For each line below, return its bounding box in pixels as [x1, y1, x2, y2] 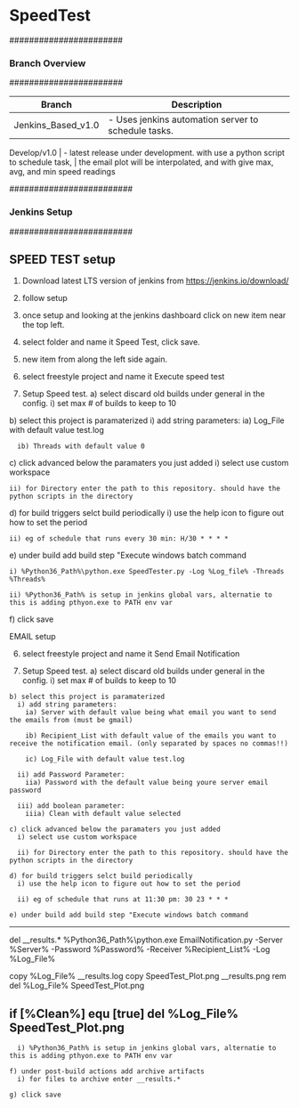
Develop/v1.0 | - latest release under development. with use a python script [9, 148, 285, 159]
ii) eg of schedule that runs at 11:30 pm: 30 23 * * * [17, 895, 229, 904]
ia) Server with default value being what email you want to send [25, 708, 277, 717]
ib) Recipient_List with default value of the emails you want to [25, 731, 277, 740]
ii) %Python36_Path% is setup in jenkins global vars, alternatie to [9, 591, 273, 599]
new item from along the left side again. [21, 354, 168, 365]
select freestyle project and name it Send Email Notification [21, 648, 240, 659]
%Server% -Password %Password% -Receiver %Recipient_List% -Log [9, 944, 271, 955]
